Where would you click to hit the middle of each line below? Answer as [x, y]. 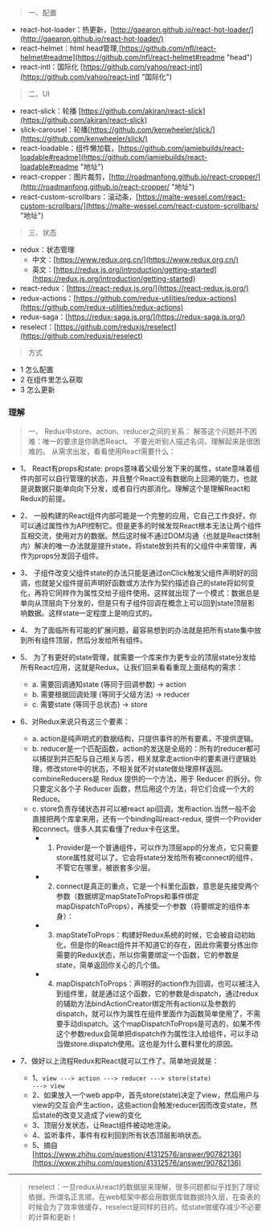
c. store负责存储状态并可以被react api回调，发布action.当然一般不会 [144, 809]
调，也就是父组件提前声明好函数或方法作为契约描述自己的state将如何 [134, 583]
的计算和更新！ [53, 1217]
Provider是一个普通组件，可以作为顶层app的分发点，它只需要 [157, 847]
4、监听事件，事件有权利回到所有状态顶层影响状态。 [119, 1135]
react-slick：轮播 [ [51, 111]
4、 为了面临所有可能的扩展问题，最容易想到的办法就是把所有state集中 [137, 631]
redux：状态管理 [47, 249]
